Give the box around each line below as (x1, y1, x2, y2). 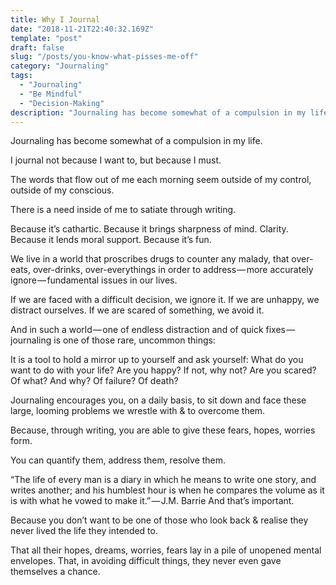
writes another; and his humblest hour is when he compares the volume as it (10, 484, 325, 496)
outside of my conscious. (10, 184, 115, 196)
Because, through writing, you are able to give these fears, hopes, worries (10, 424, 316, 436)
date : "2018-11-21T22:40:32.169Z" (10, 24, 155, 34)
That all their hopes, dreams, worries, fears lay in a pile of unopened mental (10, 544, 322, 556)
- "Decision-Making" (19, 98, 105, 108)
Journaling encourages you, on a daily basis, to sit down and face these (10, 394, 307, 406)
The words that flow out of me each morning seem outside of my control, (10, 174, 312, 186)
